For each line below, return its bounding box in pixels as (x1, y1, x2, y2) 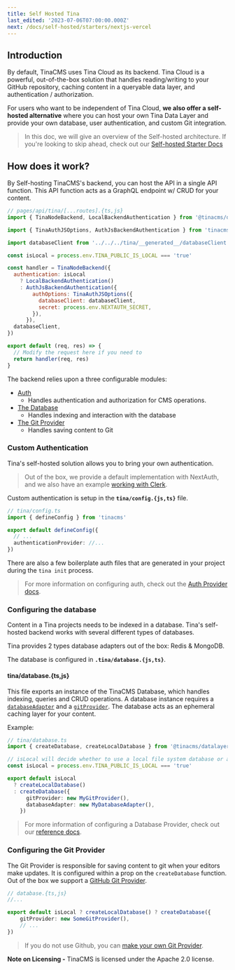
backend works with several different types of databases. (29, 628, 194, 637)
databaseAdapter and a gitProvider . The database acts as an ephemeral (7, 702, 215, 710)
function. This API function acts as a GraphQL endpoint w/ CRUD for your (7, 187, 219, 194)
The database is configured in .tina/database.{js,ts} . (7, 656, 166, 664)
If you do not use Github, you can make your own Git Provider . (24, 941, 204, 950)
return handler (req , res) (13, 355, 90, 362)
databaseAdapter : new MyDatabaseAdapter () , (25, 801, 155, 808)
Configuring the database (7, 604, 97, 614)
